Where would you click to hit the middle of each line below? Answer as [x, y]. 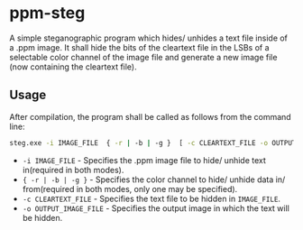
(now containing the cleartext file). [73, 67]
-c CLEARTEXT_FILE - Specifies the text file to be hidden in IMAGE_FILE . [151, 198]
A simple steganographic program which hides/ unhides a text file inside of [149, 38]
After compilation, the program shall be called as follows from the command [150, 116]
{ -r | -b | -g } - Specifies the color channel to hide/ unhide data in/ [154, 179]
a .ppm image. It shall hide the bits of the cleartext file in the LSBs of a [139, 47]
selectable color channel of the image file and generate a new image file [143, 57]
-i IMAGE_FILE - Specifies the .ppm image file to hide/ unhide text [144, 160]
